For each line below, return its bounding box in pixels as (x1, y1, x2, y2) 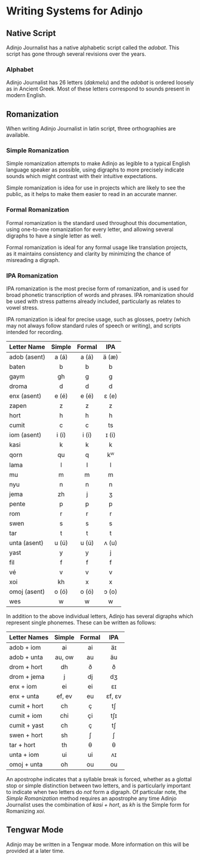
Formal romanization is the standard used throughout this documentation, (6, 219, 187, 226)
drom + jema (9, 673, 45, 681)
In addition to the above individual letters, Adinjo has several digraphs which (6, 613, 194, 620)
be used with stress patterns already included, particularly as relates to (6, 298, 181, 305)
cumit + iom (9, 712, 43, 720)
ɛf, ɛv (106, 692, 122, 700)
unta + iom (9, 751, 39, 759)
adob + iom (9, 644, 41, 651)
